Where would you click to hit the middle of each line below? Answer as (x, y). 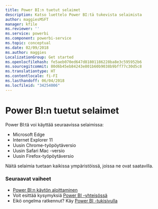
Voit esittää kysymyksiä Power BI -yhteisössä (60, 195)
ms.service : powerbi (27, 33)
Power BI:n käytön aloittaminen (45, 190)
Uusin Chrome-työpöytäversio (44, 145)
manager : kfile (21, 24)
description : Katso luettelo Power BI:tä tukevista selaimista (74, 15)
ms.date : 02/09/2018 (27, 48)
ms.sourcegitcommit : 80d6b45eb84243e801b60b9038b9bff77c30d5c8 (74, 66)
